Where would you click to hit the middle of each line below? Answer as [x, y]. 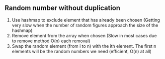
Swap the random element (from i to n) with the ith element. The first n [84, 46]
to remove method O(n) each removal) [51, 41]
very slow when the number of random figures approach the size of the [85, 25]
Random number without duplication [62, 8]
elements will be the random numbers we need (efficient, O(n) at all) [82, 51]
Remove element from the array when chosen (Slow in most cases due [84, 35]
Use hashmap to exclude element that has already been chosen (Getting [86, 20]
